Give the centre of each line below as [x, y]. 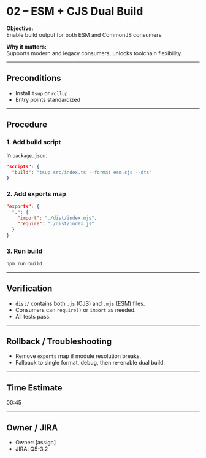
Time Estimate [34, 388]
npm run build [25, 263]
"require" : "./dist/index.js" [56, 223]
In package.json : [27, 155]
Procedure [27, 125]
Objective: [20, 28]
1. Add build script [34, 142]
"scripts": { [23, 167]
